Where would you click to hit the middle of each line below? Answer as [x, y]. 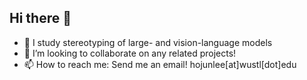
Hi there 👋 [40, 18]
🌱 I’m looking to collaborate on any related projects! [130, 53]
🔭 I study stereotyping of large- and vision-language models [148, 42]
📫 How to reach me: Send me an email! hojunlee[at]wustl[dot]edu [160, 64]
